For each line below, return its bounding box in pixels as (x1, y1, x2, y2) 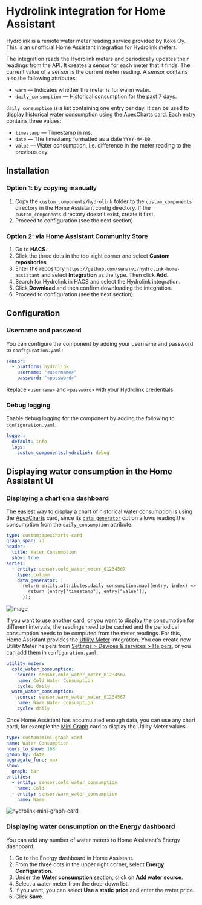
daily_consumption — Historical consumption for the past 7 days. (15, 92, 177, 100)
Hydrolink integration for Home (6, 4, 166, 18)
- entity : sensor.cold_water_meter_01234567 (11, 566, 126, 572)
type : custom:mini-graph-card (6, 735, 83, 741)
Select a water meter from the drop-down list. (15, 880, 129, 887)
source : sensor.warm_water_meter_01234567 (17, 694, 126, 701)
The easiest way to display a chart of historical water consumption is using (6, 508, 192, 515)
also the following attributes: (6, 74, 77, 82)
